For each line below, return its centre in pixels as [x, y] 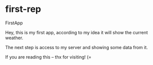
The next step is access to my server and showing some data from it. [76, 47]
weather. [14, 38]
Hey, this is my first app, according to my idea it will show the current [76, 32]
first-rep [23, 9]
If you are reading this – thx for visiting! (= [48, 57]
